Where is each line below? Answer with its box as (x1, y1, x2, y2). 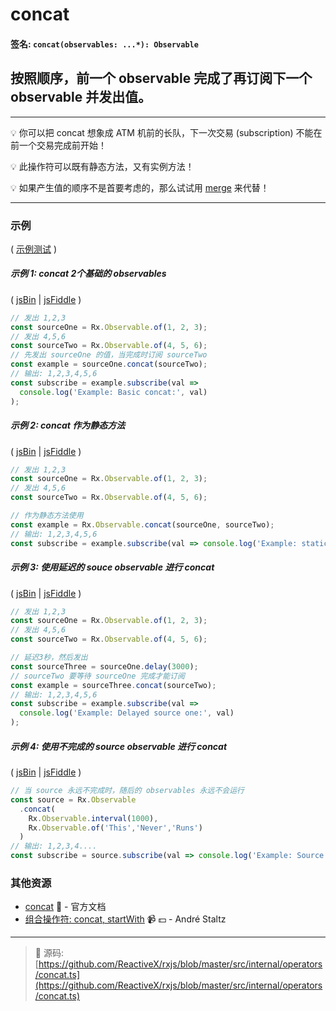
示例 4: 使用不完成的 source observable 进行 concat (10, 740, 228, 752)
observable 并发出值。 (10, 89, 152, 106)
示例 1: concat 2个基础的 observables (10, 268, 167, 280)
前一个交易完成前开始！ (10, 139, 107, 151)
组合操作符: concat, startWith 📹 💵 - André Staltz (24, 913, 227, 925)
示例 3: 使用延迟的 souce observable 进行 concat (10, 561, 215, 573)
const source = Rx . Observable (10, 794, 137, 805)
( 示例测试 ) (10, 243, 58, 255)
